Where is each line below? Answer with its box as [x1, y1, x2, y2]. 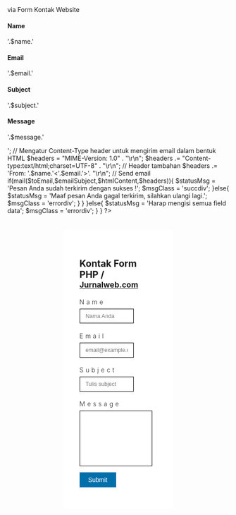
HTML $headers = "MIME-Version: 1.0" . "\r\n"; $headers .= [7, 154, 181, 162]
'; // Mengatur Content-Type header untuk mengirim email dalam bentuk [7, 146, 216, 154]
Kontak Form [79, 257, 137, 269]
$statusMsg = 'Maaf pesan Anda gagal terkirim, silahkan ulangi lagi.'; [7, 191, 208, 200]
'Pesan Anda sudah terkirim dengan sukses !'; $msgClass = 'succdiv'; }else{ [7, 183, 230, 192]
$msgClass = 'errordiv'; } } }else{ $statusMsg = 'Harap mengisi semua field [7, 199, 227, 207]
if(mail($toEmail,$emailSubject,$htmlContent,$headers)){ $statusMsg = [7, 176, 216, 185]
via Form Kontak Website [7, 6, 80, 13]
